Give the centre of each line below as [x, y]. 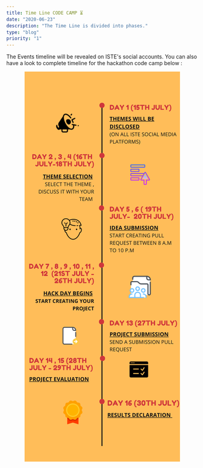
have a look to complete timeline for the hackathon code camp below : [94, 63]
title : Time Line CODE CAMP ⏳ [45, 13]
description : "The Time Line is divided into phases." [77, 26]
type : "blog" [23, 32]
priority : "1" [24, 39]
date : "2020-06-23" [31, 19]
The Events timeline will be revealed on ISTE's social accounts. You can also [102, 57]
